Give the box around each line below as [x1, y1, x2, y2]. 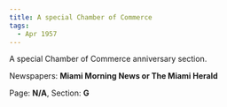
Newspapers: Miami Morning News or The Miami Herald [9, 71, 219, 81]
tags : [9, 21, 29, 30]
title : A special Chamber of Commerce [9, 12, 153, 22]
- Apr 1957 [17, 29, 58, 38]
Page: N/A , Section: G [9, 88, 90, 98]
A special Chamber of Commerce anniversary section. [9, 54, 207, 65]
